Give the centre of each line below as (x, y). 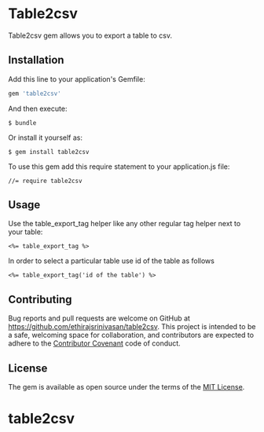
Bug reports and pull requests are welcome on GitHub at (99, 318)
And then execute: (38, 108)
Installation (36, 60)
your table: (26, 232)
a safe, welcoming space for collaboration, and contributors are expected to (131, 335)
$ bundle (22, 123)
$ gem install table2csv (49, 152)
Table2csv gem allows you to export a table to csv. (90, 35)
